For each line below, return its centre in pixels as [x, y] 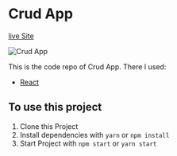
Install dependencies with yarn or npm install [94, 135]
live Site [21, 36]
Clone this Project [49, 126]
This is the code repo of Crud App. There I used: [87, 66]
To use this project [55, 107]
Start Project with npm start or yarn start [88, 143]
